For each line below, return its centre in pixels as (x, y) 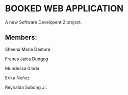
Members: (21, 37)
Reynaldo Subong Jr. (26, 87)
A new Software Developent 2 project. (44, 22)
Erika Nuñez (17, 78)
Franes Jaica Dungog (27, 59)
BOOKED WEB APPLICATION (64, 9)
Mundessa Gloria (22, 68)
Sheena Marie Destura (28, 49)
